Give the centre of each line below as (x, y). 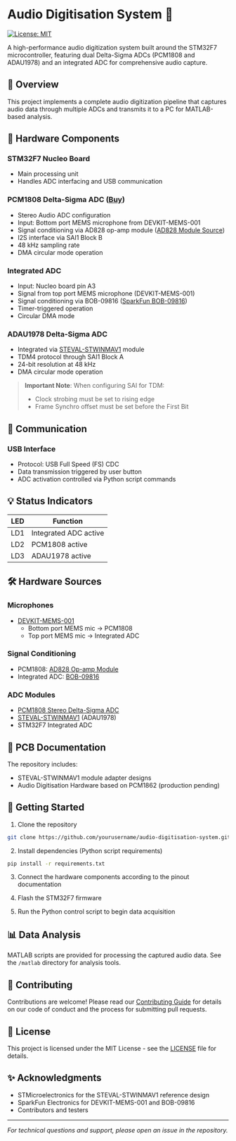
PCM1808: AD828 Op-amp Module (68, 669)
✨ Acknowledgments (54, 1078)
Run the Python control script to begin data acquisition (96, 912)
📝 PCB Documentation (57, 747)
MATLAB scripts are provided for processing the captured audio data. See (114, 955)
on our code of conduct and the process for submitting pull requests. (107, 1009)
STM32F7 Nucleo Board (49, 159)
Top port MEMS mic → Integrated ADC (84, 636)
